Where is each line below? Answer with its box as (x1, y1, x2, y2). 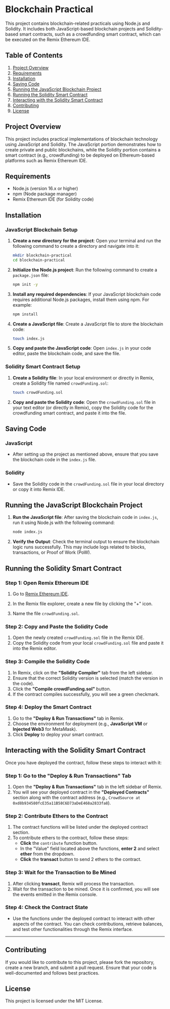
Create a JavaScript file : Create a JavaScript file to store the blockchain (12, 321, 163, 327)
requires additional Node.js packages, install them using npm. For (12, 296, 149, 303)
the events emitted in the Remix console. (12, 891, 98, 898)
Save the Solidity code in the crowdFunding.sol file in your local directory (12, 480, 164, 487)
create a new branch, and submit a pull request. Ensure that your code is (5, 964, 157, 970)
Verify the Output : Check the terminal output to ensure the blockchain (12, 539, 159, 545)
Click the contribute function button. (20, 840, 98, 846)
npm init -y (12, 282, 38, 287)
